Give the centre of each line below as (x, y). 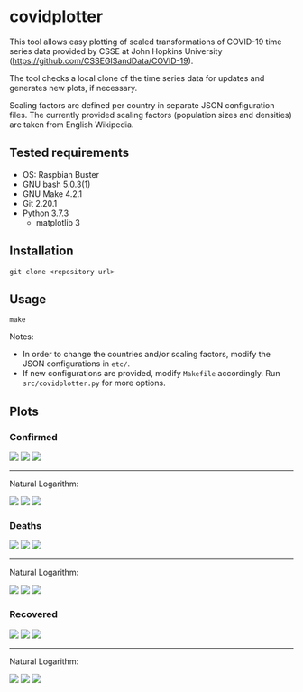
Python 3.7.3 (46, 213)
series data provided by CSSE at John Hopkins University (116, 51)
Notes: (22, 337)
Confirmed (34, 437)
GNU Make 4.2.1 (52, 194)
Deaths (26, 525)
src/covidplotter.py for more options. (94, 383)
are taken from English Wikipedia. (72, 125)
